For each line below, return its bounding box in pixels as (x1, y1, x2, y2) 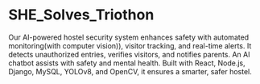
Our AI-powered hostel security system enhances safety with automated (8, 32, 250, 42)
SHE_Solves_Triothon (8, 6, 155, 24)
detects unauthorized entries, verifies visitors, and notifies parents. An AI (8, 49, 250, 59)
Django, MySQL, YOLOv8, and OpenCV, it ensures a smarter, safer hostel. (8, 66, 252, 76)
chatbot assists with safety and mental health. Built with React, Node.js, (8, 58, 246, 68)
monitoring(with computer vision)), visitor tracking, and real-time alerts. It (8, 40, 252, 50)
